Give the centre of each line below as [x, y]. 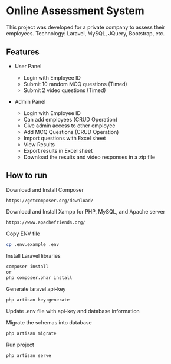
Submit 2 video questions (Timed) [65, 90]
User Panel [28, 66]
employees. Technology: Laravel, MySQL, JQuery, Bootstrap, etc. [85, 33]
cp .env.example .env [33, 245]
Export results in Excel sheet [58, 150]
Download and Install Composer [45, 189]
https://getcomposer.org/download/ [50, 201]
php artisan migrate [32, 333]
